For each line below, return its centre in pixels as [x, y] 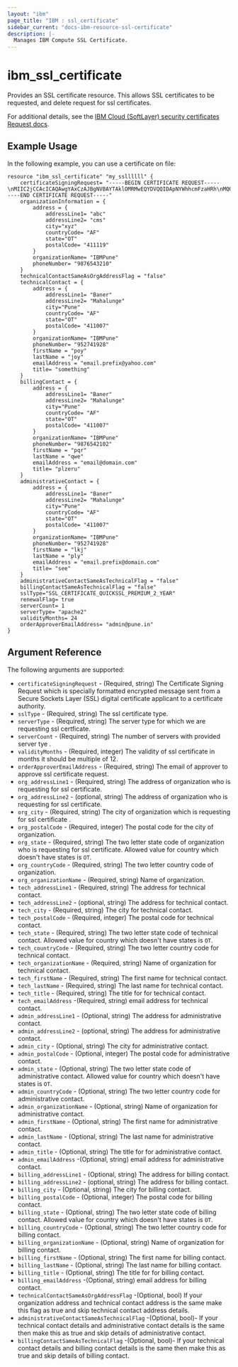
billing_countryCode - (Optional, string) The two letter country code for [122, 1227]
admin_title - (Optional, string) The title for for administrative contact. [120, 1152]
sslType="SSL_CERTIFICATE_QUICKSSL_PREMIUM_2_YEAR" [98, 593]
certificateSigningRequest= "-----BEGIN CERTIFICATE [100, 183]
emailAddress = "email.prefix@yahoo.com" [95, 363]
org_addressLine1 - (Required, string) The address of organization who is [124, 781]
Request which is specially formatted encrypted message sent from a [119, 691]
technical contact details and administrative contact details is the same [121, 1325]
